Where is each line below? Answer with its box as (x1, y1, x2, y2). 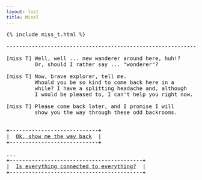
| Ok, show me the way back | (6, 133, 102, 140)
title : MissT (6, 14, 39, 20)
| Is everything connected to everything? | (6, 163, 146, 170)
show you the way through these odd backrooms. (34, 109, 178, 116)
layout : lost (6, 8, 39, 15)
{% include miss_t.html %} (6, 31, 86, 38)
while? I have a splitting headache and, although (34, 85, 188, 92)
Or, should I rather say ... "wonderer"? (34, 61, 159, 68)
